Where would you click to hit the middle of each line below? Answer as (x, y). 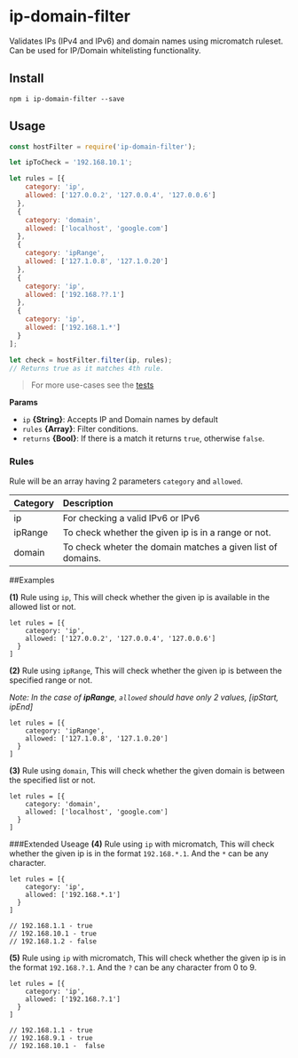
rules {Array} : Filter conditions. (80, 429)
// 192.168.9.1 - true (51, 1038)
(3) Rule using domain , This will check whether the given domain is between (147, 770)
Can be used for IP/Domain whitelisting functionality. (105, 50)
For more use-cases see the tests (92, 385)
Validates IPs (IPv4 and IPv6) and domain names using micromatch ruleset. (146, 41)
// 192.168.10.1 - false (57, 1046)
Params (24, 403)
